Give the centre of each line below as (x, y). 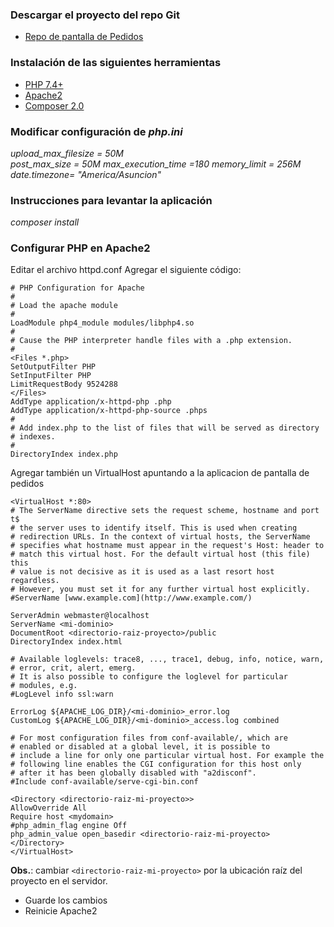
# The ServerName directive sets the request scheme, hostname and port (165, 511)
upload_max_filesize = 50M (67, 153)
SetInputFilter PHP (51, 376)
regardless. (35, 581)
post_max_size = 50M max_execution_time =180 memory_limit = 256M (156, 164)
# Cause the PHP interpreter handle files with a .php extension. (151, 341)
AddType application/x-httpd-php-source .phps (109, 411)
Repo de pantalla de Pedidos (84, 37)
